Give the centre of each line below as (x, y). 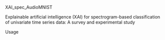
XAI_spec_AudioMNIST (29, 7)
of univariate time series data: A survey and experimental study (70, 22)
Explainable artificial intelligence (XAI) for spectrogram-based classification (83, 17)
